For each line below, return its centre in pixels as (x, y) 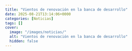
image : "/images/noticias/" (38, 32)
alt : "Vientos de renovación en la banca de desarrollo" (69, 37)
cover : (12, 28)
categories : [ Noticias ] (29, 18)
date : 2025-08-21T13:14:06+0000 (38, 14)
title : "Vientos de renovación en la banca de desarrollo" (66, 9)
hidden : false (24, 41)
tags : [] (14, 23)
